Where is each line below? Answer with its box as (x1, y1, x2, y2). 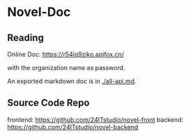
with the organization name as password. (7, 64, 125, 71)
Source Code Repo (7, 97, 90, 109)
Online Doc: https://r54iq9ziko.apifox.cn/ (7, 50, 124, 58)
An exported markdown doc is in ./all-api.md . (7, 77, 137, 85)
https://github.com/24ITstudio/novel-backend (7, 123, 138, 131)
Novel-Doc (7, 4, 71, 20)
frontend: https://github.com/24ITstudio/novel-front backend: (7, 115, 184, 123)
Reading (7, 32, 44, 44)
